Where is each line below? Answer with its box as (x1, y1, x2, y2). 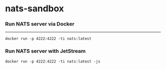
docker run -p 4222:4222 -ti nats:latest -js (5, 59, 100, 64)
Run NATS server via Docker (5, 21, 75, 28)
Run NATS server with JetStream (5, 48, 86, 55)
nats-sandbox (5, 3, 64, 14)
